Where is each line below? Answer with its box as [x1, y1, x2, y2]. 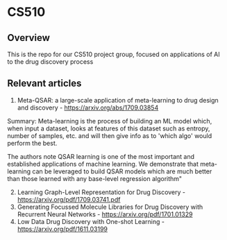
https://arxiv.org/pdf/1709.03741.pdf [17, 195, 121, 203]
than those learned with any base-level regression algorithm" [7, 174, 183, 182]
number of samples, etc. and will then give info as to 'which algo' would [7, 131, 212, 139]
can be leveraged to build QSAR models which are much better [32, 167, 212, 175]
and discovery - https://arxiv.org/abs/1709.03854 [17, 103, 159, 112]
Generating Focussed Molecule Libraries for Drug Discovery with [17, 203, 203, 211]
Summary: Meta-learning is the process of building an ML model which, [7, 117, 212, 125]
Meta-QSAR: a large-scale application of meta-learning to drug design [17, 96, 219, 104]
